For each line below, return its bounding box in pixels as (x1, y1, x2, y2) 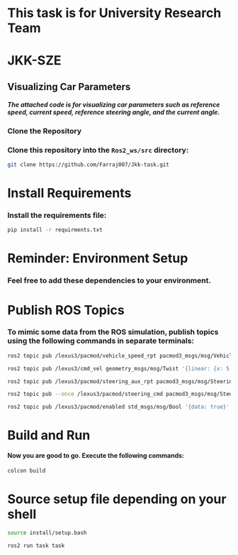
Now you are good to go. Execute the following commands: (7, 451, 185, 460)
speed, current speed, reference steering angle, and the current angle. (7, 108, 220, 116)
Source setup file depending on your (7, 491, 227, 507)
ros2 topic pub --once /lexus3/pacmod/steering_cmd (7, 390, 163, 398)
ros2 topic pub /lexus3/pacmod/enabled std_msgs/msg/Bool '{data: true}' (7, 403, 230, 411)
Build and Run (7, 427, 91, 444)
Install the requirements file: (7, 211, 107, 221)
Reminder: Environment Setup (7, 251, 188, 267)
